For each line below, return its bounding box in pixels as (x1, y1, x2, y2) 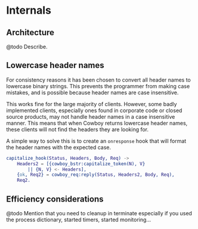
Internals (6, 4, 52, 17)
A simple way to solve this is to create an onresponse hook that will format (6, 137, 187, 144)
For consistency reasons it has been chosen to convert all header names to (6, 76, 191, 83)
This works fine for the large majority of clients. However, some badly (6, 100, 177, 107)
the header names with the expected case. (6, 144, 112, 151)
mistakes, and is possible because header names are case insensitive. (6, 89, 179, 96)
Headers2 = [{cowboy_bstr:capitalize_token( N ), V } (17, 160, 146, 167)
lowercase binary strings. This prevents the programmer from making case (6, 82, 190, 89)
